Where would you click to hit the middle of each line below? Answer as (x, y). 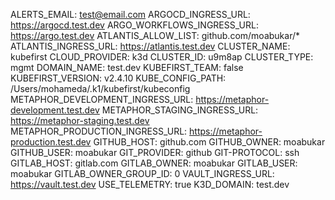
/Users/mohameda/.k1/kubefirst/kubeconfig (100, 88)
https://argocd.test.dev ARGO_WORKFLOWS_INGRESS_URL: (134, 25)
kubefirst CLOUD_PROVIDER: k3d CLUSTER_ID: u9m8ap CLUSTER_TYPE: (162, 57)
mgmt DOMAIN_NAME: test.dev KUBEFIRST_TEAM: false (127, 67)
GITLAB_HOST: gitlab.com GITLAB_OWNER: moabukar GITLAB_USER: (154, 163)
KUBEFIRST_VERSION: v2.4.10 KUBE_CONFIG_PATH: (118, 78)
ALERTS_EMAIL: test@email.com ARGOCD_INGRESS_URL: (130, 14)
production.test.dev (51, 142)
